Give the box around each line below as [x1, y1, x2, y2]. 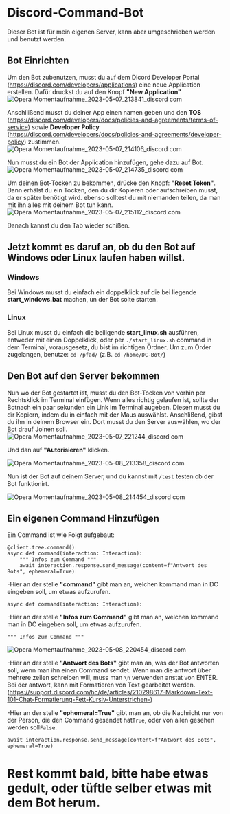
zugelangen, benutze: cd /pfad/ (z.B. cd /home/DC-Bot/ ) [7, 350, 166, 358]
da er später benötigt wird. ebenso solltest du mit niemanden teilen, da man [7, 193, 221, 201]
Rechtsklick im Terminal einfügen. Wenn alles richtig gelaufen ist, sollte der [7, 395, 220, 404]
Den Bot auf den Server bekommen [7, 370, 160, 382]
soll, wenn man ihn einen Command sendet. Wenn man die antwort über [7, 666, 211, 674]
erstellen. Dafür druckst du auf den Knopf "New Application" [7, 87, 182, 96]
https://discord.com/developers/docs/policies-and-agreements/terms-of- [9, 115, 218, 124]
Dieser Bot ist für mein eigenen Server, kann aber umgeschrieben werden [7, 27, 216, 36]
